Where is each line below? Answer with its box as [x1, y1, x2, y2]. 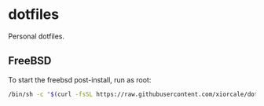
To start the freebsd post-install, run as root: [8, 75, 152, 84]
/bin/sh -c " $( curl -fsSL [8, 90, 93, 98]
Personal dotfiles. [8, 31, 65, 41]
